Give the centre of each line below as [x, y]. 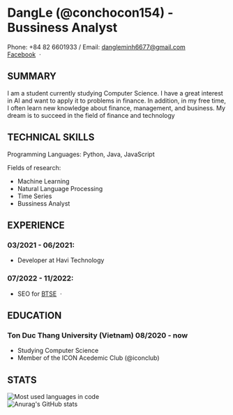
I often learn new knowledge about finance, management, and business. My [116, 108]
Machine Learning [43, 181]
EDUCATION [35, 315]
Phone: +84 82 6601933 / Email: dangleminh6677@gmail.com [97, 47]
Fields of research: [34, 167]
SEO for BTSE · [39, 294]
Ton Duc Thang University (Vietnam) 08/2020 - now [98, 335]
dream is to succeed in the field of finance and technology [91, 115]
